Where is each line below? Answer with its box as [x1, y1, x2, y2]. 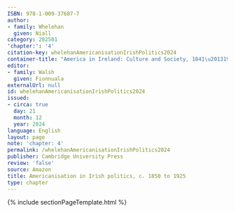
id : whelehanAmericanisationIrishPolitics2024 [7, 88, 145, 95]
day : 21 [13, 108, 36, 115]
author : [7, 17, 30, 24]
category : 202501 [7, 36, 58, 43]
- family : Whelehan [7, 23, 64, 30]
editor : [7, 62, 30, 69]
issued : [7, 95, 30, 102]
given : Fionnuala [13, 75, 64, 82]
